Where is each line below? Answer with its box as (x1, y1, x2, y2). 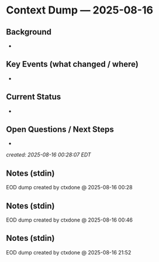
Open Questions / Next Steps (6, 124, 114, 135)
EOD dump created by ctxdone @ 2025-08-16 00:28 (6, 184, 133, 191)
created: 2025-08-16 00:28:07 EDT (6, 151, 92, 158)
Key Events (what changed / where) (6, 59, 139, 69)
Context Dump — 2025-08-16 (6, 4, 154, 17)
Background (6, 27, 51, 37)
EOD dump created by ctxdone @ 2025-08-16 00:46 (6, 216, 133, 223)
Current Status (6, 92, 61, 102)
